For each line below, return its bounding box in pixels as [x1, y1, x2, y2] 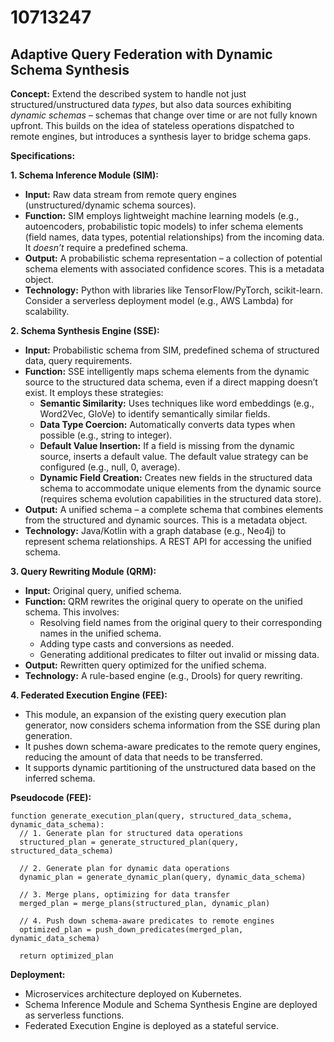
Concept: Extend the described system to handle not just [10, 88, 247, 100]
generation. [24, 730, 73, 741]
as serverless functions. [24, 1009, 125, 1021]
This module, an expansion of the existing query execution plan [24, 709, 287, 720]
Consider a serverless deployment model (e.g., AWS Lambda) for [24, 295, 294, 306]
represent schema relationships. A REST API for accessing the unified [24, 536, 312, 547]
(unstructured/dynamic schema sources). [24, 199, 197, 211]
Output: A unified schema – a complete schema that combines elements [24, 504, 324, 515]
